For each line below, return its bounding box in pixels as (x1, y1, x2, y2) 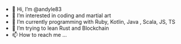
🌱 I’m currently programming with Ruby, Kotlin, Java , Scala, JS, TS (11, 18, 176, 25)
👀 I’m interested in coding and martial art (11, 12, 112, 19)
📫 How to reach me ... (11, 32, 67, 38)
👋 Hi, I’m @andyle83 (11, 6, 62, 12)
